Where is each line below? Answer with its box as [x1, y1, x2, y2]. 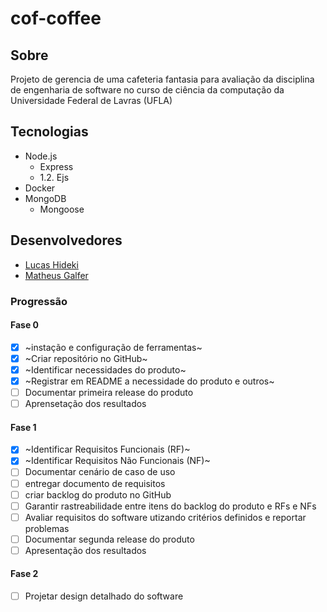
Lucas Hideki [24, 258, 79, 271]
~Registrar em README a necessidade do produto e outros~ [24, 375, 275, 387]
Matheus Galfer [24, 269, 89, 281]
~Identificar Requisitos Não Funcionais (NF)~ [24, 455, 211, 467]
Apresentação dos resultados [24, 544, 147, 556]
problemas [24, 522, 70, 534]
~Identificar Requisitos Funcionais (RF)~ [24, 443, 191, 456]
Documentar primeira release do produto [24, 387, 194, 398]
